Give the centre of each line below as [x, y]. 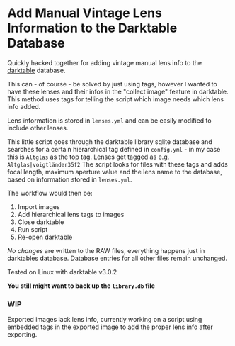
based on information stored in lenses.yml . [70, 179]
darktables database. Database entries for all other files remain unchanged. [117, 258]
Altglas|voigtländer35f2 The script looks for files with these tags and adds [117, 164]
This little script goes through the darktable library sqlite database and [110, 141]
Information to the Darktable [92, 28]
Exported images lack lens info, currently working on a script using [105, 320]
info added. [24, 106]
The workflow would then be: [50, 193]
